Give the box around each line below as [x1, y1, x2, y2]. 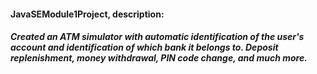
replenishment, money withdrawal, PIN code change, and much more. [10, 52, 308, 64]
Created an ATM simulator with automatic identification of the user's [10, 31, 305, 43]
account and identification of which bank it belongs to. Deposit [10, 41, 279, 54]
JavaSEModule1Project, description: [10, 8, 165, 20]
